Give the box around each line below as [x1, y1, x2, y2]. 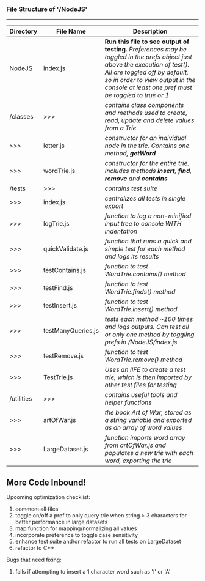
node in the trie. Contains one [104, 141, 190, 150]
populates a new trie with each [104, 449, 193, 457]
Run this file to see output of [104, 37, 190, 46]
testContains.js [43, 266, 87, 275]
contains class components [104, 101, 184, 109]
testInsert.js [43, 302, 77, 310]
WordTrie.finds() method [104, 287, 176, 296]
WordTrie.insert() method [104, 305, 178, 314]
